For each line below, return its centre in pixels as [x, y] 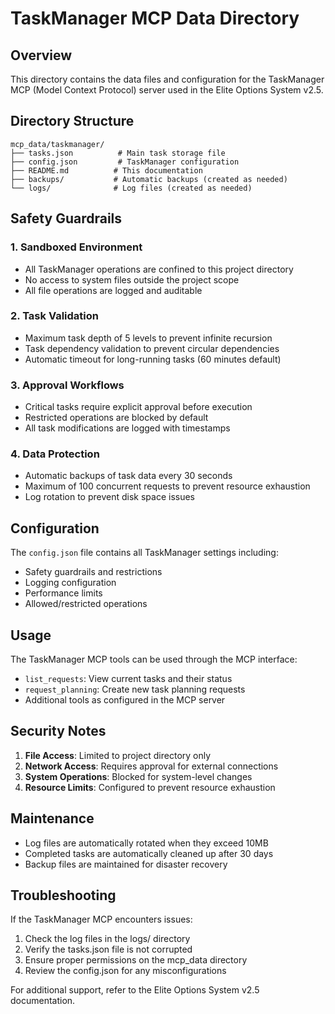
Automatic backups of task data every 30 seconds [128, 476]
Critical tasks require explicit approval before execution [138, 407]
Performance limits [63, 593]
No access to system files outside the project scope [132, 279]
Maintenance [52, 818]
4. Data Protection [55, 454]
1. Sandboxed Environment [76, 247]
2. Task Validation [54, 316]
